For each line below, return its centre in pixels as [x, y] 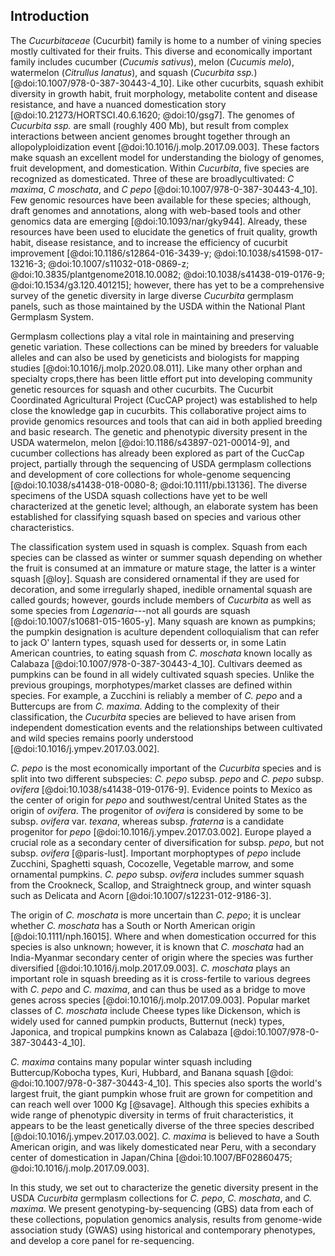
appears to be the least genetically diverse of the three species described [162, 1125]
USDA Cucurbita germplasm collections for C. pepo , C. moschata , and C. [161, 1198]
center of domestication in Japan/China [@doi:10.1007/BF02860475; [151, 1157]
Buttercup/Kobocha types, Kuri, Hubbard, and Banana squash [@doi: [152, 1072]
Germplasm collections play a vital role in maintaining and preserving [152, 336]
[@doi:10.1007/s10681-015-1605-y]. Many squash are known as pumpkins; [163, 621]
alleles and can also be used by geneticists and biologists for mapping [155, 357]
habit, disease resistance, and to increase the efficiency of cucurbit [149, 242]
